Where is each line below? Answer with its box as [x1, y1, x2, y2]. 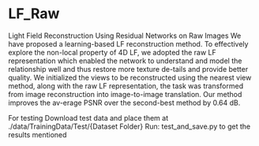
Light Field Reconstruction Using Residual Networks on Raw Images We [8, 31, 242, 40]
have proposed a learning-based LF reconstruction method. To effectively [8, 39, 249, 48]
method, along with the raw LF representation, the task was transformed [8, 80, 243, 91]
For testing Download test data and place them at [8, 113, 168, 122]
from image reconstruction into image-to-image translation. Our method [8, 89, 242, 99]
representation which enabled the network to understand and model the [8, 56, 242, 66]
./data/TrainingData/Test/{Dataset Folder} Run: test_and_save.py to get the [8, 122, 251, 131]
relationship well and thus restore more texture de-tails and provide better [8, 64, 249, 73]
